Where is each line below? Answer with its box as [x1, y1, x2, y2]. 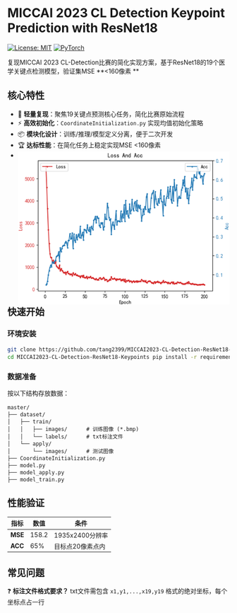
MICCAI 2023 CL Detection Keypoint [7, 5, 226, 21]
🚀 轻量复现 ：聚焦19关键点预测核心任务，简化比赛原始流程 [17, 110, 185, 118]
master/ [7, 403, 30, 411]
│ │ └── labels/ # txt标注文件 [7, 433, 123, 440]
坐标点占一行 [7, 598, 44, 607]
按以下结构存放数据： [7, 389, 69, 397]
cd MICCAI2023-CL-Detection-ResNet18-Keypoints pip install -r [7, 353, 197, 360]
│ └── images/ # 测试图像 [7, 447, 114, 454]
